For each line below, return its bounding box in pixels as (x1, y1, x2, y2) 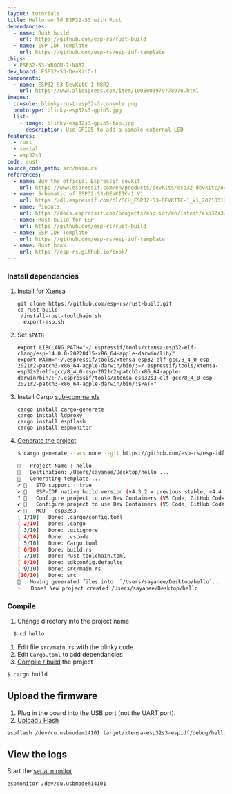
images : (7, 94, 30, 101)
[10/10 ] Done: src (17, 572, 77, 579)
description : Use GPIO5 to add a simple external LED (25, 126, 184, 133)
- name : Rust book (13, 242, 67, 249)
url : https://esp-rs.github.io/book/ (19, 249, 128, 256)
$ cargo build (7, 671, 48, 678)
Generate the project (17, 436, 77, 445)
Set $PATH (17, 330, 45, 339)
